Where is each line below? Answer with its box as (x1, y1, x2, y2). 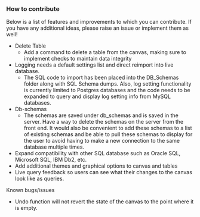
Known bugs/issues (6, 187, 55, 194)
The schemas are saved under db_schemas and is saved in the (23, 112, 179, 119)
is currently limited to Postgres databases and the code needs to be (23, 87, 190, 94)
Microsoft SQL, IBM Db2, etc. (14, 156, 87, 163)
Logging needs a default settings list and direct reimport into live (14, 61, 174, 68)
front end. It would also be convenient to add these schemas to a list (23, 124, 192, 132)
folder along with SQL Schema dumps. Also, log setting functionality (23, 80, 192, 87)
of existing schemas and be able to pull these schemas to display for (23, 131, 193, 138)
